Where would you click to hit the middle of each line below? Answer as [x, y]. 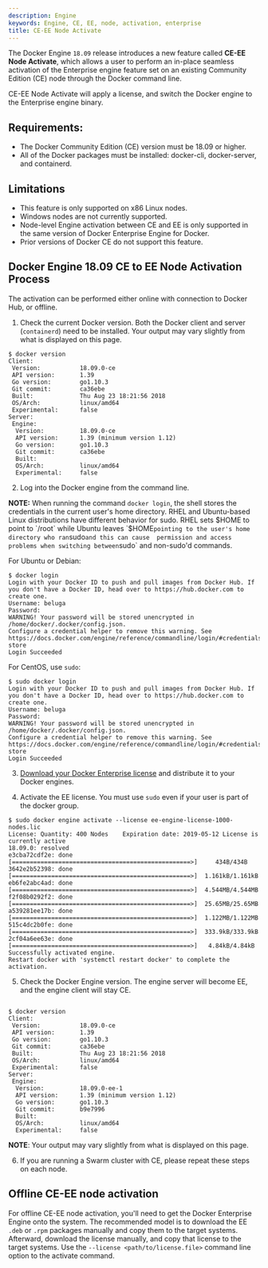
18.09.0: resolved [39, 848]
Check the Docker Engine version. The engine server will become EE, [134, 981]
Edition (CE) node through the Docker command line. [95, 79]
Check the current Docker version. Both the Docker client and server [132, 322]
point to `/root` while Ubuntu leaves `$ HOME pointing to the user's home [129, 528]
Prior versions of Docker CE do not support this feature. [111, 242]
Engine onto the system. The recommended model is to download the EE [128, 1222]
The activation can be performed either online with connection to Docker [128, 298]
